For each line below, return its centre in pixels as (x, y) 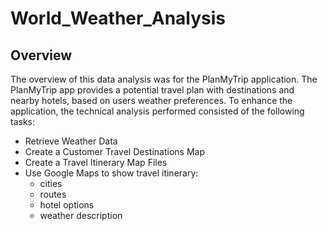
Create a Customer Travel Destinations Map (114, 151)
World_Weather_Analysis (118, 18)
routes (53, 194)
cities (51, 183)
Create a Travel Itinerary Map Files (96, 162)
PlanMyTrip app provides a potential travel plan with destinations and (152, 90)
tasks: (23, 121)
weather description (81, 215)
